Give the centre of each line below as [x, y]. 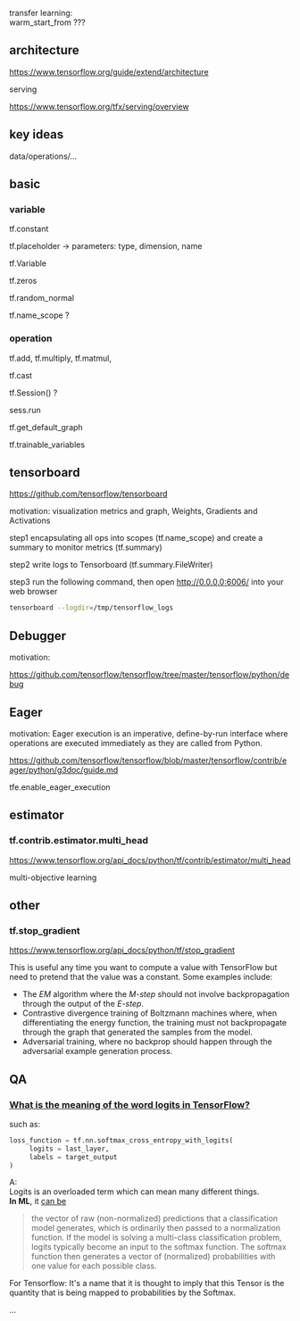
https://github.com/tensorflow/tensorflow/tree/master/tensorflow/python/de [150, 675]
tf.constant [29, 229]
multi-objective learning [53, 877]
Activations [30, 520]
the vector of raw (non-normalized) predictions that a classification [154, 1218]
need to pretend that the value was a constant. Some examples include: [141, 977]
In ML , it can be [38, 1201]
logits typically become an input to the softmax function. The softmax [159, 1247]
